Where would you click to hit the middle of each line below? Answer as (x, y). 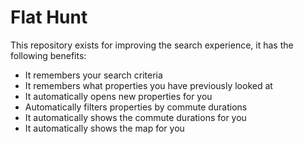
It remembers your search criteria (93, 75)
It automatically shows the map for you (104, 128)
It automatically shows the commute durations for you (135, 117)
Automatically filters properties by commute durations (136, 107)
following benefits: (48, 55)
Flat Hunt (49, 17)
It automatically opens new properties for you (118, 96)
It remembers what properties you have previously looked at (148, 85)
